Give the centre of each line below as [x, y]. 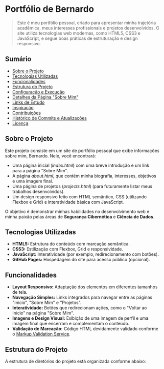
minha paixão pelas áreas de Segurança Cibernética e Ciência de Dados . [80, 216]
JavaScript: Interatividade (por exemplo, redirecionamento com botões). [85, 254]
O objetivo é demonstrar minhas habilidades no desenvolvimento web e [77, 211]
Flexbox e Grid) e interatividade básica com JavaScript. [68, 202]
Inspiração [23, 107]
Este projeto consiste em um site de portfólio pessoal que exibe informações [82, 151]
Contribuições [26, 113]
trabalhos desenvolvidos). [38, 191]
